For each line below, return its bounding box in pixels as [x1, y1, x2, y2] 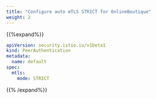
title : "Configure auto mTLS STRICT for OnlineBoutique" [6, 8, 152, 15]
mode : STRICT [17, 75, 50, 81]
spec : [6, 64, 20, 70]
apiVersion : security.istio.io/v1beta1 [6, 42, 106, 48]
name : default [11, 59, 47, 65]
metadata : [6, 53, 31, 60]
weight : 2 [6, 14, 31, 20]
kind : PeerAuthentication [6, 48, 71, 54]
